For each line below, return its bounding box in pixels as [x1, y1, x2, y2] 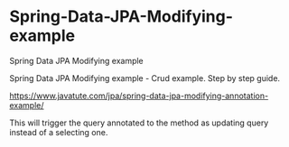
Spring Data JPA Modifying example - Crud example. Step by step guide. [9, 72, 281, 83]
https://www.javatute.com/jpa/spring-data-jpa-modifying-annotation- [9, 90, 269, 101]
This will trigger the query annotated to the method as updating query [9, 117, 269, 128]
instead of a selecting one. [9, 126, 108, 137]
